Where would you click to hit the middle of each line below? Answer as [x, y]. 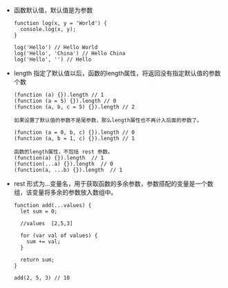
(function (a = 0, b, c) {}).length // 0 [74, 133]
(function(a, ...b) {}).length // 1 [68, 170]
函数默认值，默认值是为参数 [53, 10]
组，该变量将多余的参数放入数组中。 [65, 192]
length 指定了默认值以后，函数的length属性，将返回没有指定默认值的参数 [117, 73]
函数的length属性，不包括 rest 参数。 [63, 152]
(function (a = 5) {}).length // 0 [65, 101]
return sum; [37, 260]
